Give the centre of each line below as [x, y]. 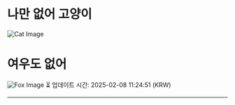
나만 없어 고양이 [50, 14]
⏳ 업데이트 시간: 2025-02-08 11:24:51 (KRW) [108, 85]
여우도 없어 [37, 64]
